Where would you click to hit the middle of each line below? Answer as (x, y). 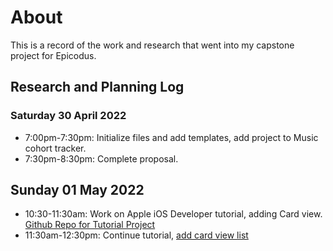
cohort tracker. (55, 148)
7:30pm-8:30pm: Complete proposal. (101, 158)
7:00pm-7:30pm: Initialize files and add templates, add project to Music (171, 137)
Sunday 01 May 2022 (77, 190)
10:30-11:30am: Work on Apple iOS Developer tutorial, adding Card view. (173, 214)
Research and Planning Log (97, 87)
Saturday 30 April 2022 (68, 116)
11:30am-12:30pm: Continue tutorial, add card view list (136, 235)
